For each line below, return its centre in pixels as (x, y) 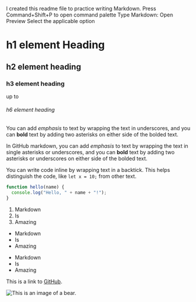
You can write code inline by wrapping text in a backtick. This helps (88, 170)
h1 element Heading (55, 45)
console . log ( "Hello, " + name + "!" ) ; (59, 192)
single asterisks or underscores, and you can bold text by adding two (91, 152)
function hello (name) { (35, 187)
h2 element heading (44, 66)
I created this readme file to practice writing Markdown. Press (81, 9)
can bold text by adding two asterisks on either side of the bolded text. (92, 135)
